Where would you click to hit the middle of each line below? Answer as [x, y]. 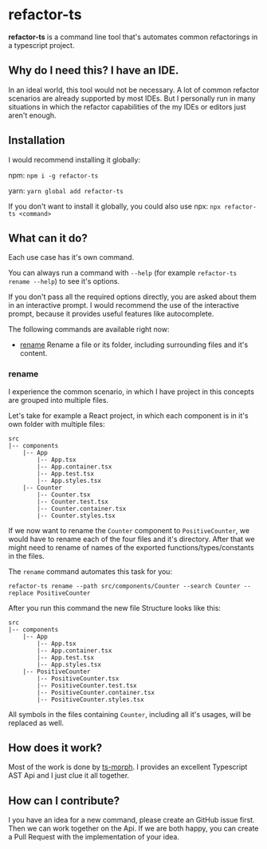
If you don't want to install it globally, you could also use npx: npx [115, 206]
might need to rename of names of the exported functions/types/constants [131, 547]
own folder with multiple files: [57, 424]
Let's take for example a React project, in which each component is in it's [128, 415]
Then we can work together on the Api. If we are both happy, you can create [133, 828]
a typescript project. [41, 45]
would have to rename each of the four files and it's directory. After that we [132, 539]
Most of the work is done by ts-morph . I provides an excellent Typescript [128, 767]
